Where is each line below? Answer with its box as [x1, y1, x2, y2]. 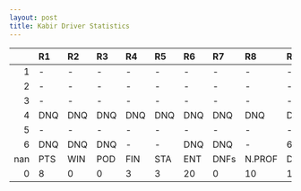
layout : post [9, 13, 58, 22]
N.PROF [245, 152, 278, 165]
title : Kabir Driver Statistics [9, 22, 130, 30]
